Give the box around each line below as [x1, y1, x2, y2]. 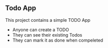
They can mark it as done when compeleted [12, 37, 103, 43]
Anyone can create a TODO [12, 27, 69, 33]
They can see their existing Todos [12, 32, 82, 38]
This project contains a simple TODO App [5, 17, 91, 23]
